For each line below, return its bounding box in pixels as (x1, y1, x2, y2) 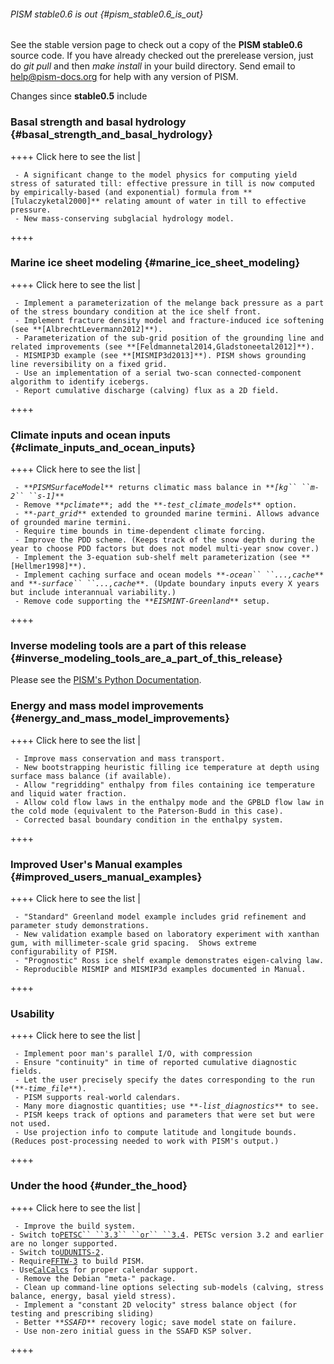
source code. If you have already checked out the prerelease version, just (10, 50, 314, 62)
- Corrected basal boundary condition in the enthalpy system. (14, 815, 284, 825)
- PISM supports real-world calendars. (14, 1093, 182, 1103)
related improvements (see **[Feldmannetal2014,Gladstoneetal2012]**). (10, 341, 315, 352)
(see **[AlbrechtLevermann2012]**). (10, 324, 163, 334)
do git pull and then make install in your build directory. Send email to (10, 60, 296, 72)
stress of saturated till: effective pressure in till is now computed (10, 178, 315, 189)
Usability (10, 1006, 55, 1020)
